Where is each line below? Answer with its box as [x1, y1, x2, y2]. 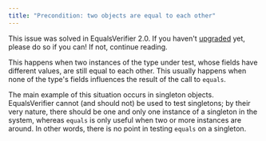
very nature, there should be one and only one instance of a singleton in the [8, 107, 258, 116]
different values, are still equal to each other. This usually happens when [8, 65, 247, 76]
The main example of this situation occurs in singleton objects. [8, 89, 214, 100]
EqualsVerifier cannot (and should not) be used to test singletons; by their [8, 98, 251, 108]
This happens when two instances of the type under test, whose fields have [8, 57, 258, 67]
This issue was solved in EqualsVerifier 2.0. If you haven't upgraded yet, [8, 33, 246, 43]
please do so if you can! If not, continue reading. [8, 41, 168, 52]
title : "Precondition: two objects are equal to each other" [8, 11, 216, 20]
